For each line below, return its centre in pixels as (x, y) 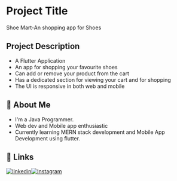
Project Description (43, 46)
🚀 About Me (28, 105)
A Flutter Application (40, 60)
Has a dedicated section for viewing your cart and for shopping (93, 79)
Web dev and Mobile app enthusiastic (61, 125)
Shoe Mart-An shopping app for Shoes (54, 27)
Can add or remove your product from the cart (72, 73)
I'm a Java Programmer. (44, 119)
